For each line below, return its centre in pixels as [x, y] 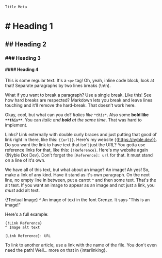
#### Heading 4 [22, 69]
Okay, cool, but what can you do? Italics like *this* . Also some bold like [77, 115]
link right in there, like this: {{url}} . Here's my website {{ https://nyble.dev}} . [81, 139]
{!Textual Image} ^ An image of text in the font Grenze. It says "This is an [78, 200]
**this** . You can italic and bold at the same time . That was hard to [73, 120]
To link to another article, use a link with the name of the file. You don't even [81, 245]
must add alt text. [23, 190]
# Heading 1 [29, 26]
